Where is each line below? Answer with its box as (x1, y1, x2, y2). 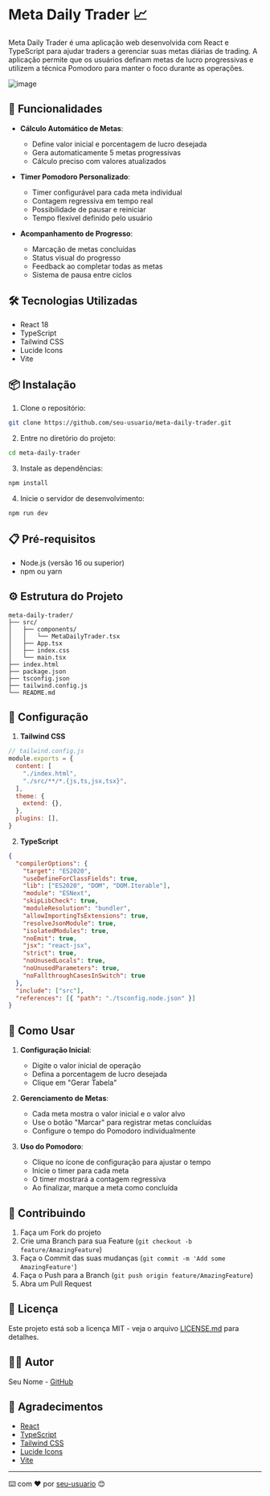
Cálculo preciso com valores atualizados (31, 156, 166, 166)
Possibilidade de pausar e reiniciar (31, 204, 146, 214)
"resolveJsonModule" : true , (22, 919, 117, 927)
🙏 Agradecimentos (8, 1399, 104, 1413)
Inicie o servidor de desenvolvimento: (19, 494, 145, 503)
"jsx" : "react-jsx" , (22, 942, 92, 950)
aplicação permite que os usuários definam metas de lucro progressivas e (8, 55, 254, 64)
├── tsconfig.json (8, 674, 70, 683)
